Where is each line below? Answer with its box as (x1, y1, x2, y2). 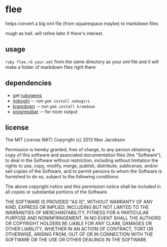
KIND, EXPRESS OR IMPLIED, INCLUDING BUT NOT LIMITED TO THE (5, 204, 149, 210)
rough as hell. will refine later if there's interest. (5, 30, 104, 36)
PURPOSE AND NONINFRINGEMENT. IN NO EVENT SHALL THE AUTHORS (5, 215, 161, 221)
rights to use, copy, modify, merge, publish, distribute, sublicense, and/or (5, 163, 158, 169)
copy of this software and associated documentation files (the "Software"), (5, 152, 162, 158)
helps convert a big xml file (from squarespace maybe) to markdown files (5, 20, 158, 26)
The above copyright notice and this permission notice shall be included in (5, 183, 161, 189)
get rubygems (12, 92, 42, 98)
